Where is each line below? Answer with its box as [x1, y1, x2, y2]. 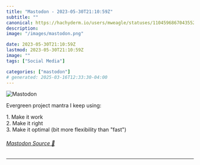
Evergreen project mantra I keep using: [6, 102, 102, 109]
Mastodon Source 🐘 [6, 139, 55, 147]
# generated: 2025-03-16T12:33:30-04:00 [6, 74, 108, 80]
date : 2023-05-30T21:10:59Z [6, 42, 76, 47]
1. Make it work [6, 113, 43, 120]
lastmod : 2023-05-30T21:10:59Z [6, 47, 84, 53]
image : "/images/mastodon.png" [6, 31, 84, 37]
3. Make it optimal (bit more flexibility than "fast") [6, 126, 127, 134]
